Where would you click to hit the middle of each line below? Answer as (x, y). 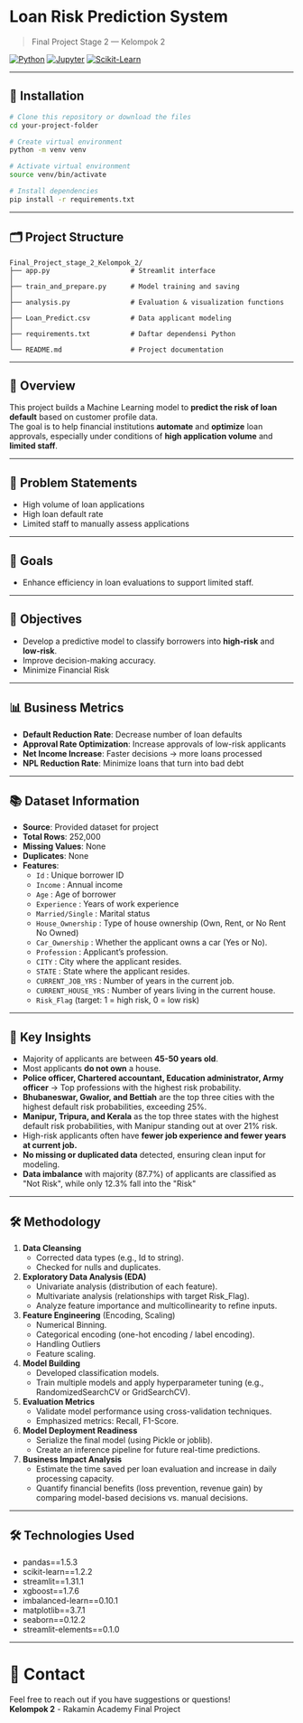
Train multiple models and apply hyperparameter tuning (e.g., (150, 1383)
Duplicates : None (55, 856)
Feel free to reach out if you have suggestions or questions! (120, 1699)
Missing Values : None (64, 846)
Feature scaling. (66, 1354)
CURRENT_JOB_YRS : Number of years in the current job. (135, 981)
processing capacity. (75, 1479)
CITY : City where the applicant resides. (109, 962)
